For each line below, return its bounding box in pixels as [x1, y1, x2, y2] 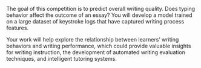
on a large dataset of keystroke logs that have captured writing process [6, 18, 185, 25]
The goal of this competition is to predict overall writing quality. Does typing [6, 5, 196, 12]
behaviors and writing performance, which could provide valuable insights [6, 42, 191, 49]
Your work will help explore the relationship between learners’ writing [6, 36, 179, 43]
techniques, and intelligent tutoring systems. [6, 55, 117, 62]
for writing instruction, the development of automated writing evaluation [6, 49, 186, 56]
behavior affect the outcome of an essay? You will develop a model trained [6, 11, 193, 19]
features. [6, 24, 29, 31]
